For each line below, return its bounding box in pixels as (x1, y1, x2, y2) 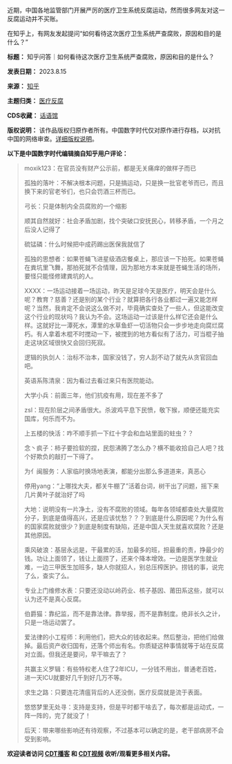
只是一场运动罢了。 (23, 618, 79, 627)
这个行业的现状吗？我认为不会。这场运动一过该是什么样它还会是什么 (23, 313, 218, 321)
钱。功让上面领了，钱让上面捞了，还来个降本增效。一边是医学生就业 (23, 555, 218, 562)
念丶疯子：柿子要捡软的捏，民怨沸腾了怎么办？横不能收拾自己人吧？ (23, 444, 218, 452)
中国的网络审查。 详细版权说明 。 (7, 135, 98, 143)
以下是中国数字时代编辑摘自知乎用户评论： (7, 149, 128, 157)
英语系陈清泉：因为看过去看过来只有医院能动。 (23, 376, 157, 385)
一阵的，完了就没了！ (30, 712, 91, 720)
